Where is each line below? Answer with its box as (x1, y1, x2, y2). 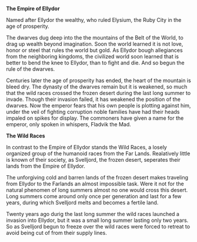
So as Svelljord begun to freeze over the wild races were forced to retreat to (6, 223, 190, 230)
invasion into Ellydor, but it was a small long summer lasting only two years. (6, 217, 189, 224)
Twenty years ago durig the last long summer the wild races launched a (6, 211, 179, 217)
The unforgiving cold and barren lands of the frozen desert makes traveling (6, 174, 188, 181)
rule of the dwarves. (6, 66, 55, 73)
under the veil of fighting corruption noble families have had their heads (6, 109, 180, 115)
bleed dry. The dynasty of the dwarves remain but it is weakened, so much (6, 83, 188, 90)
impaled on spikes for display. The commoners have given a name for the (6, 115, 184, 122)
